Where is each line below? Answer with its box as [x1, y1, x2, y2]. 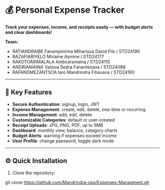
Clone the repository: [12, 170, 55, 176]
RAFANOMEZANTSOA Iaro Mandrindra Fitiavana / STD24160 [12, 69, 135, 75]
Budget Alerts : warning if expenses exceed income [12, 132, 117, 138]
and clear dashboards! [5, 29, 53, 35]
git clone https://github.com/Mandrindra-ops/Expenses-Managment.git [5, 179, 150, 185]
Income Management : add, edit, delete [12, 112, 92, 118]
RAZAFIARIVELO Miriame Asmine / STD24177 [12, 53, 104, 60]
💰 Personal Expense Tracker [5, 4, 125, 16]
